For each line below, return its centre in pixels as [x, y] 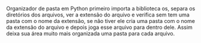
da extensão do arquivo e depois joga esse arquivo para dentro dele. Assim [100, 27]
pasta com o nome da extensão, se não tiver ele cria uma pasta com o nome [100, 21]
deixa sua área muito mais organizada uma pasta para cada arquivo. [91, 34]
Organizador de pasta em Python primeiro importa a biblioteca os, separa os [101, 9]
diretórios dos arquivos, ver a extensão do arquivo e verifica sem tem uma [98, 15]
